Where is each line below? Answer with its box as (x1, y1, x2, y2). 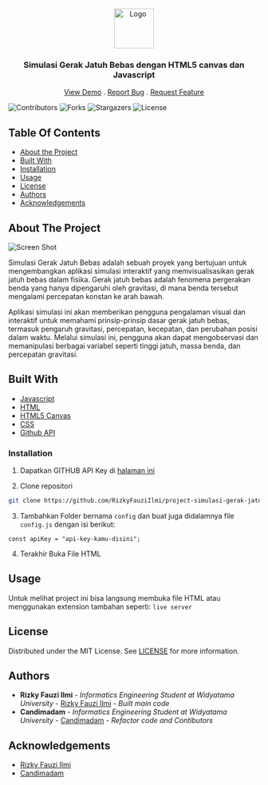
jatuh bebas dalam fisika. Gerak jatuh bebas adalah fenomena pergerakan (8, 274, 251, 284)
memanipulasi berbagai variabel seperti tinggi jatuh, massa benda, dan (8, 341, 241, 350)
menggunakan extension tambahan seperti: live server (8, 602, 193, 611)
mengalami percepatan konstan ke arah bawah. (8, 291, 165, 301)
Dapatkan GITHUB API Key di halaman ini (19, 466, 156, 475)
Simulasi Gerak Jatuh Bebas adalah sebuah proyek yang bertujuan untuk (8, 258, 247, 267)
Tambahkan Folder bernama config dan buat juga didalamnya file (19, 511, 235, 520)
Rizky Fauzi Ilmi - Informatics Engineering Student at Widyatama (19, 690, 235, 700)
